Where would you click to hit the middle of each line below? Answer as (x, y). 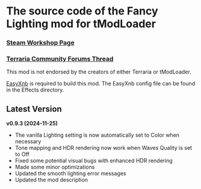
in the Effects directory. (35, 90)
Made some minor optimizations (55, 167)
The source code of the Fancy (82, 11)
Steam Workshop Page (40, 43)
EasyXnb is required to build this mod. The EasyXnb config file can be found (101, 84)
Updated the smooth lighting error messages (70, 173)
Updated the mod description (51, 180)
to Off (22, 154)
